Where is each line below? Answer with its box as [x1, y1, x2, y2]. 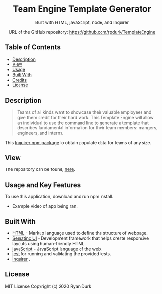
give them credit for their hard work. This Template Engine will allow [17, 114, 154, 120]
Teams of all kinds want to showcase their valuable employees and [17, 109, 152, 115]
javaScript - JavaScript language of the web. [12, 246, 102, 252]
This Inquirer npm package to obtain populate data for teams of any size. [5, 139, 152, 145]
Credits [12, 77, 27, 83]
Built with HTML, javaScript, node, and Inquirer [35, 20, 129, 25]
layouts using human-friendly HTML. [12, 241, 86, 246]
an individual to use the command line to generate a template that [17, 120, 149, 126]
